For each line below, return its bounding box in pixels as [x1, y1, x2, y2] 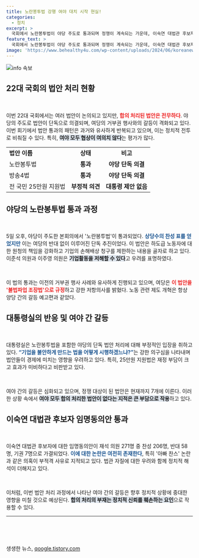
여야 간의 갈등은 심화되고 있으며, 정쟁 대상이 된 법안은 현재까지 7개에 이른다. [6, 388, 181, 395]
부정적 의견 [70, 182, 101, 191]
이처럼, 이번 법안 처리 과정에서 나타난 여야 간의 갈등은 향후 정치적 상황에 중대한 [6, 489, 188, 496]
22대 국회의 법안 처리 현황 [6, 84, 95, 94]
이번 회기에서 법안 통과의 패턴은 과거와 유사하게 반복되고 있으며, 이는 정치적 [6, 126, 180, 134]
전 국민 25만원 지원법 [9, 182, 66, 191]
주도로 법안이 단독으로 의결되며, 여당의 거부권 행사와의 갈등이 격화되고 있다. [17, 119, 191, 126]
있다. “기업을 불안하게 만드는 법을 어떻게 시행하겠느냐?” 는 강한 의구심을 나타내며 [6, 348, 191, 356]
